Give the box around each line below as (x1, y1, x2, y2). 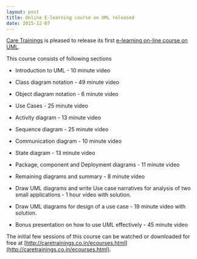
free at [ (6, 240, 26, 247)
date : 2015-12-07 (6, 20, 50, 26)
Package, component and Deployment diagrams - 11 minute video (15, 161, 180, 168)
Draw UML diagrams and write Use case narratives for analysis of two (15, 185, 191, 192)
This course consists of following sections (6, 55, 112, 63)
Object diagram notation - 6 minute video (15, 91, 119, 98)
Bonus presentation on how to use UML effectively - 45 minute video (15, 221, 188, 229)
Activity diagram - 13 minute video (15, 114, 102, 122)
